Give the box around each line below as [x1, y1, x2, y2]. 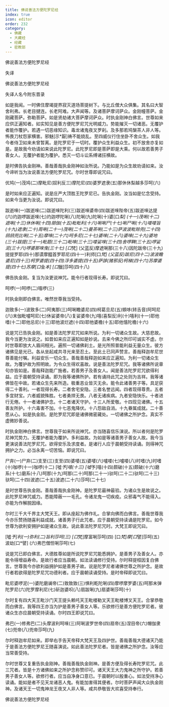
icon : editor [5, 17, 33, 22]
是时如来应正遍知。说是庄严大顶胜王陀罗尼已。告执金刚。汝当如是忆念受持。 [5, 190, 163, 196]
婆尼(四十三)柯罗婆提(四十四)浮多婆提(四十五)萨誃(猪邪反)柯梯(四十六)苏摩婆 [5, 257, 162, 264]
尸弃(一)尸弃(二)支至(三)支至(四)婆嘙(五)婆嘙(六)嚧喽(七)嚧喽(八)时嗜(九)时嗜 [5, 457, 161, 463]
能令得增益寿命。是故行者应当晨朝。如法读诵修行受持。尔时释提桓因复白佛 [5, 557, 159, 563]
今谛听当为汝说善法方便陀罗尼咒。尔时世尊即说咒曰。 [5, 169, 115, 175]
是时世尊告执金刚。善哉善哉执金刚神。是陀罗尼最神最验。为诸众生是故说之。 [5, 487, 163, 493]
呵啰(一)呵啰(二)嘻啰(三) [5, 285, 55, 291]
